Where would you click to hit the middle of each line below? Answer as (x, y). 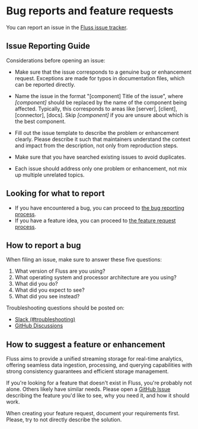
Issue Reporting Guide (48, 46)
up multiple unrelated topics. (49, 175)
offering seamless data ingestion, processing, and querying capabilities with (99, 365)
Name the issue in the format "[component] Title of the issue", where (99, 96)
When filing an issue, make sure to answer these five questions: (84, 260)
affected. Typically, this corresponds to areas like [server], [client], (96, 109)
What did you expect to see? (49, 290)
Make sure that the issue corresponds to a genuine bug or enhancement (103, 72)
